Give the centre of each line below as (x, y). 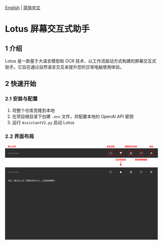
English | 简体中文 (23, 8)
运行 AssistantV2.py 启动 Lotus (43, 122)
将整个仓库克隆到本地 (33, 110)
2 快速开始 (21, 84)
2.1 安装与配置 (21, 99)
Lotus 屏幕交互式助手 (48, 29)
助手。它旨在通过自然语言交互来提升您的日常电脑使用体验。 (65, 67)
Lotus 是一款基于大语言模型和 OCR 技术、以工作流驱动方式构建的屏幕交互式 (81, 61)
